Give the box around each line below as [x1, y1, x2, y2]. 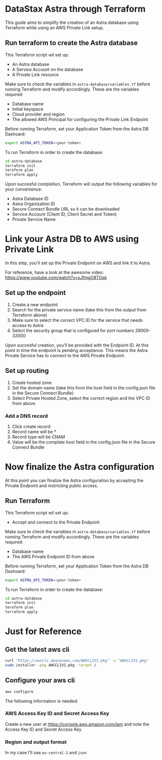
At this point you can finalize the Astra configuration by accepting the [5, 477, 144, 483]
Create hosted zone [12, 379, 52, 386]
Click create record [12, 423, 51, 429]
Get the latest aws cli [5, 645, 70, 654]
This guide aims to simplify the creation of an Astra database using [5, 19, 139, 25]
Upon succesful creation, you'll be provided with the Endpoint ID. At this [5, 342, 149, 348]
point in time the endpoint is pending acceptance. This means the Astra [5, 347, 148, 353]
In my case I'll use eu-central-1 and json [5, 750, 87, 756]
